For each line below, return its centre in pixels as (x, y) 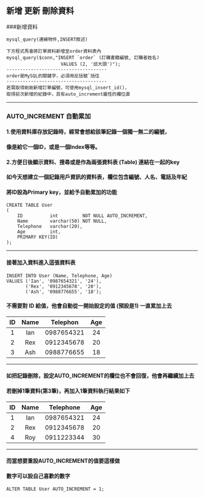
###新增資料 (22, 27)
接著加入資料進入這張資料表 (41, 262)
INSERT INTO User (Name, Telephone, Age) (59, 275)
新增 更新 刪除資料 (40, 11)
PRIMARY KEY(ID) (38, 237)
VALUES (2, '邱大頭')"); (90, 64)
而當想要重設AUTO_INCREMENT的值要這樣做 (63, 461)
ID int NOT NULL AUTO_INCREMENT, (83, 216)
